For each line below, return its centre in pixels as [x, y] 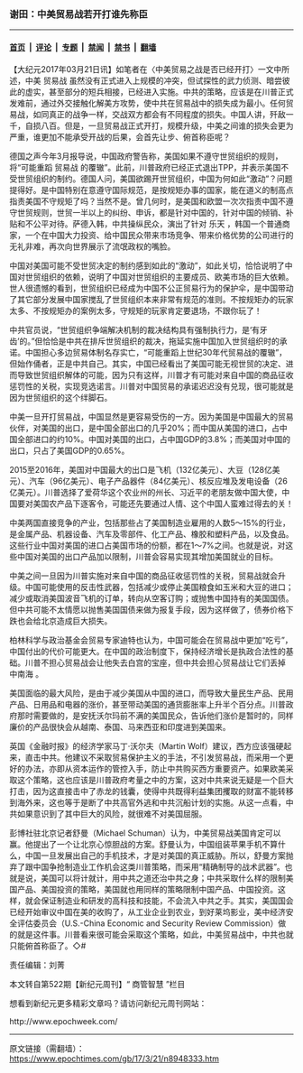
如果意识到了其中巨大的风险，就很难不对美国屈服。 [112, 813]
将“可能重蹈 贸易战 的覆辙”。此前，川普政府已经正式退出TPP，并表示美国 [145, 167]
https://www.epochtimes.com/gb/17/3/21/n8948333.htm [114, 1059]
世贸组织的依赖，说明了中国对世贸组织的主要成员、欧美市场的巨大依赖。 [159, 276]
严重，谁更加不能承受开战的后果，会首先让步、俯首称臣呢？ [120, 136]
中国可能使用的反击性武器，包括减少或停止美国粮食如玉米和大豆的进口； [159, 587]
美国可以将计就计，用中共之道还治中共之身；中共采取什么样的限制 [163, 878]
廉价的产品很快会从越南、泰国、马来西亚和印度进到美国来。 [120, 726]
